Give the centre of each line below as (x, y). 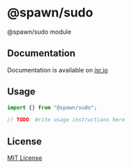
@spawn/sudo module (39, 32)
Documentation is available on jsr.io (58, 70)
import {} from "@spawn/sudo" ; (52, 107)
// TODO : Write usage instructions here (66, 120)
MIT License (25, 158)
